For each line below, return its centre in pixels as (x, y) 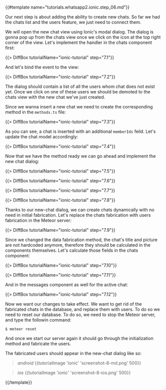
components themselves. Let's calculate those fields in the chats (72, 250)
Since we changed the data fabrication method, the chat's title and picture (82, 240)
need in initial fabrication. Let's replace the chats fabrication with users (78, 215)
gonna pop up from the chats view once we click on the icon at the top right (83, 37)
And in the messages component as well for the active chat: (67, 285)
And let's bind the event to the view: (42, 67)
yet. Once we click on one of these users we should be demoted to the (78, 92)
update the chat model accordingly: (42, 137)
